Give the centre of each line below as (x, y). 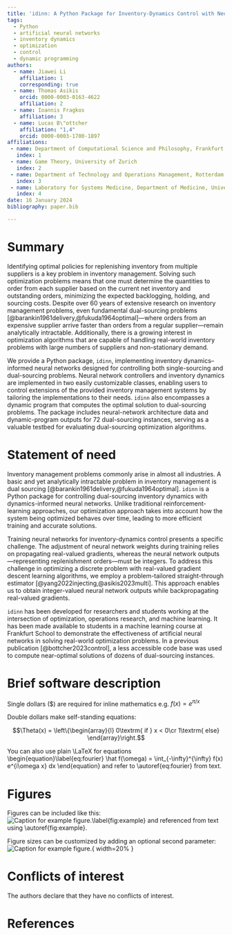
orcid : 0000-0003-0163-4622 (60, 98)
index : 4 (29, 194)
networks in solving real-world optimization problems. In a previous (103, 641)
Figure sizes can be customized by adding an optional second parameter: (112, 841)
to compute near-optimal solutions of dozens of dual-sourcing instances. (111, 655)
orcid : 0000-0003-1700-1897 (60, 136)
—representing (28, 561)
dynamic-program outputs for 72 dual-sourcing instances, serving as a (108, 419)
